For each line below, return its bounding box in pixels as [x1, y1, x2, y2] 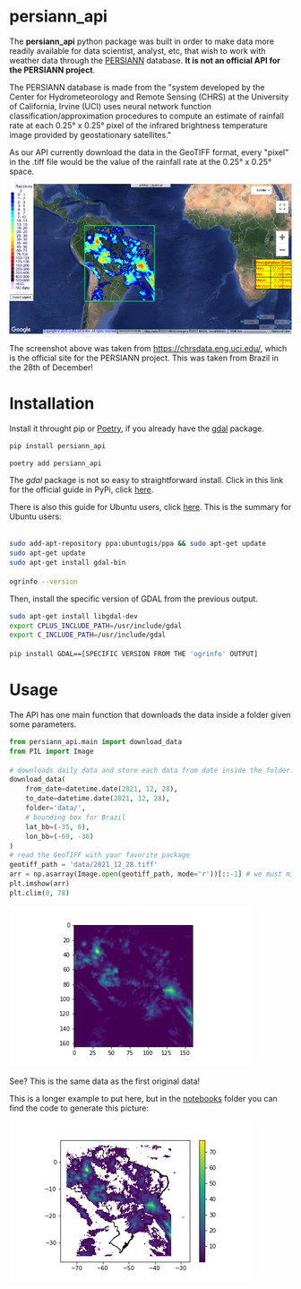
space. [9, 166, 35, 177]
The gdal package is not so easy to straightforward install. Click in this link [9, 475, 284, 486]
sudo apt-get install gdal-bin [9, 558, 126, 567]
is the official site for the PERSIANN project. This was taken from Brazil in [9, 352, 279, 363]
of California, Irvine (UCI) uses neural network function [9, 100, 212, 111]
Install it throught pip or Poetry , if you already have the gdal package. [9, 423, 264, 434]
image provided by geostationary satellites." [9, 129, 172, 140]
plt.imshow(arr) [9, 879, 70, 888]
